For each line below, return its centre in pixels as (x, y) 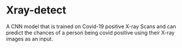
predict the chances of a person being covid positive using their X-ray (90, 32)
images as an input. (30, 39)
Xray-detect (36, 10)
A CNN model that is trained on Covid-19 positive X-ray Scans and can (91, 26)
